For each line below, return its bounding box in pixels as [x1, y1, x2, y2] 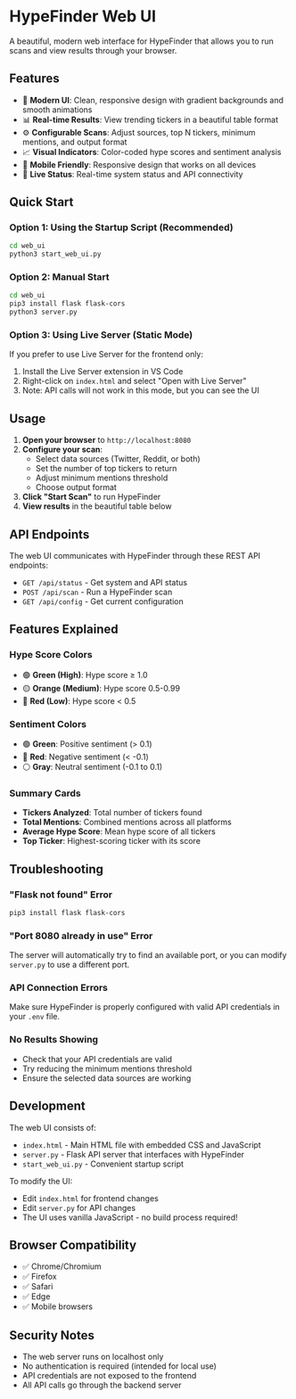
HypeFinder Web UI [9, 6, 157, 27]
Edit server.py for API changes [21, 1202, 136, 1213]
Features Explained [9, 622, 119, 637]
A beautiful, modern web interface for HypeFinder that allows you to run [9, 36, 274, 46]
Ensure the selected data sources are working [21, 1072, 192, 1084]
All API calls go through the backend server [21, 1379, 182, 1391]
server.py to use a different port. [9, 960, 130, 970]
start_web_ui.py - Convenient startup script [21, 1158, 185, 1169]
